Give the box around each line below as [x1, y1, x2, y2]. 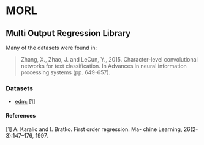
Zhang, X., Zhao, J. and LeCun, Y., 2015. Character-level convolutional [20, 56, 198, 63]
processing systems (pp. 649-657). [20, 69, 111, 76]
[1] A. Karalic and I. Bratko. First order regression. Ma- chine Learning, [6, 126, 183, 133]
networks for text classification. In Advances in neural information [20, 62, 187, 69]
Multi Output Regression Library [6, 28, 131, 38]
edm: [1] [14, 98, 36, 105]
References [6, 111, 36, 119]
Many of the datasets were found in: [6, 44, 97, 51]
